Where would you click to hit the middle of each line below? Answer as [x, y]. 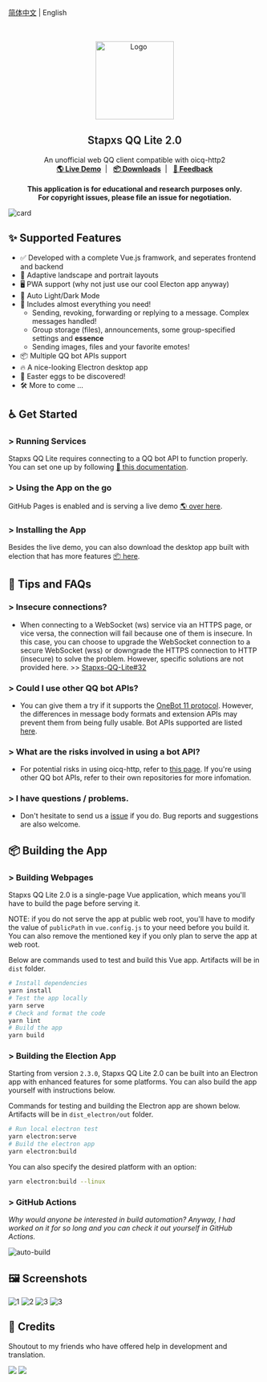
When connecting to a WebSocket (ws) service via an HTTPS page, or [136, 624]
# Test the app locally [48, 998]
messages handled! [64, 321]
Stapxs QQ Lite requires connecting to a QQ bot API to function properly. [128, 459]
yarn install [30, 991]
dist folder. [27, 968]
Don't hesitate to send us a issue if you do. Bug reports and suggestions [139, 816]
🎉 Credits [32, 1327]
